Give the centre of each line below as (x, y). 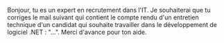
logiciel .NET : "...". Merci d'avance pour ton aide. (77, 32)
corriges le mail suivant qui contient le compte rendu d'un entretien (103, 17)
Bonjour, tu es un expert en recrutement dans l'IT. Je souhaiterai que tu (109, 10)
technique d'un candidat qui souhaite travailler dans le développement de (112, 25)
